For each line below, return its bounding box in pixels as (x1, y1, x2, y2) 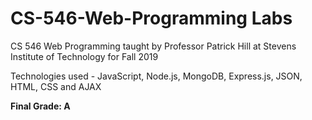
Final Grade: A (10, 100, 71, 112)
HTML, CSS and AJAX (10, 80, 102, 92)
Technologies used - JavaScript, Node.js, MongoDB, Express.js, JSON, (10, 70, 303, 82)
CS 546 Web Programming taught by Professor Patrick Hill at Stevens (10, 40, 297, 52)
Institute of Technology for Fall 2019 (10, 50, 159, 62)
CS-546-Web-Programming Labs (10, 7, 293, 30)
